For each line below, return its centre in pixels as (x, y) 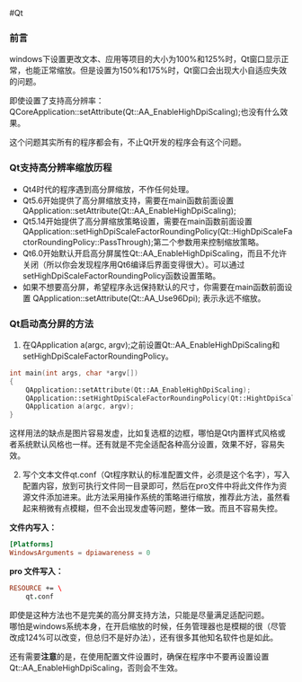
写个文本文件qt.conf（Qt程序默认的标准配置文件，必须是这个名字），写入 (156, 474)
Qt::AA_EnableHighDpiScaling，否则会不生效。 (96, 668)
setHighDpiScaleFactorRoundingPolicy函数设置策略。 (121, 275)
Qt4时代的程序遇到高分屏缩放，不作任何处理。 (108, 189)
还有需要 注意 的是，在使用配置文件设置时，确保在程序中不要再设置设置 (139, 656)
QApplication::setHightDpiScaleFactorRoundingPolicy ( (128, 398)
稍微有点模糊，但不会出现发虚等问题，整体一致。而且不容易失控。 (160, 509)
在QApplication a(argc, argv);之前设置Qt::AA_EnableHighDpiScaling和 (151, 344)
